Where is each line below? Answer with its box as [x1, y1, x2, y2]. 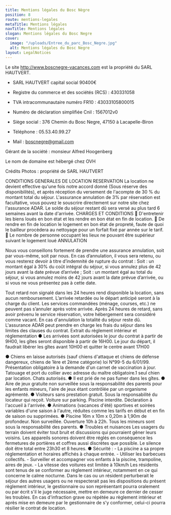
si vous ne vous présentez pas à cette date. [5, 279, 97, 285]
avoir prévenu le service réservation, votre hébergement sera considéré [5, 311, 156, 317]
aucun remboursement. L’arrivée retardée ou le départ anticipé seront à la [5, 295, 160, 301]
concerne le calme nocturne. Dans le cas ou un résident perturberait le [5, 472, 154, 478]
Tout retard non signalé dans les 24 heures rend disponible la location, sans [5, 290, 164, 296]
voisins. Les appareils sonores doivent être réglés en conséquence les [5, 435, 153, 441]
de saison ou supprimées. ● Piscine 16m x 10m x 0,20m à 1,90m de [5, 413, 147, 419]
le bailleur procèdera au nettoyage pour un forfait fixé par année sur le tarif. [5, 226, 164, 233]
